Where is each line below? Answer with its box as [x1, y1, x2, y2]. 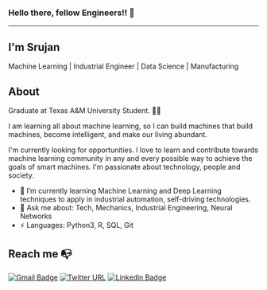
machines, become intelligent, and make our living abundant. [8, 129, 208, 139]
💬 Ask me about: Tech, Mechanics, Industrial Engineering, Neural [19, 202, 233, 212]
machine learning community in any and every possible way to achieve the [8, 153, 253, 163]
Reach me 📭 [8, 247, 73, 261]
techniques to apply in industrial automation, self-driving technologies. [19, 194, 251, 204]
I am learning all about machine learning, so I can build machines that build [8, 121, 253, 131]
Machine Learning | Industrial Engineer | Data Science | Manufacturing [8, 61, 239, 71]
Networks [19, 211, 52, 221]
